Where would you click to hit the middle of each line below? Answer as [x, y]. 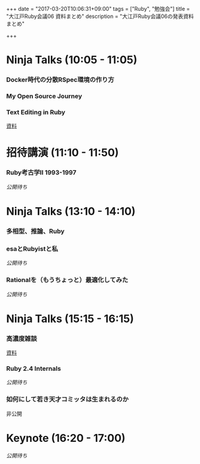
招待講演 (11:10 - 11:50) [63, 152]
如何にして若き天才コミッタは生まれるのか [67, 399]
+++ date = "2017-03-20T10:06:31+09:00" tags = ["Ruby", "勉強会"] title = [98, 9]
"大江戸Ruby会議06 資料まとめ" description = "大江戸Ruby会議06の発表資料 [100, 16]
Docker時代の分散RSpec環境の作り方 [60, 80]
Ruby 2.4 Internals [34, 368]
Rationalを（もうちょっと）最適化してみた [67, 280]
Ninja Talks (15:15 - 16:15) [70, 319]
